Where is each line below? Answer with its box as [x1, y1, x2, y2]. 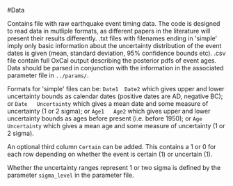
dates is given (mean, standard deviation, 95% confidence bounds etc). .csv [7, 49, 226, 57]
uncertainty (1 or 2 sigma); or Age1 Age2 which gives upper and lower [7, 107, 211, 115]
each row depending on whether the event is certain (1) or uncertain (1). [7, 150, 213, 158]
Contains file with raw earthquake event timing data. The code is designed [7, 20, 220, 27]
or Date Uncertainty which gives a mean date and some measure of [7, 100, 209, 107]
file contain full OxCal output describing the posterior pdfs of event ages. [7, 56, 217, 65]
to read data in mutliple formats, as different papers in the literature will [7, 27, 211, 35]
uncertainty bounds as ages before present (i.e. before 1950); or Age [7, 114, 203, 123]
